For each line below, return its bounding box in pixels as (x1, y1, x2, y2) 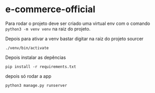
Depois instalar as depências (5, 54, 66, 60)
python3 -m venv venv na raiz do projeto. (5, 25, 91, 32)
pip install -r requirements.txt (5, 64, 76, 69)
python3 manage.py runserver (5, 83, 67, 88)
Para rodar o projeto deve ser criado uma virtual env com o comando (5, 20, 150, 26)
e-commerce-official (5, 4, 96, 15)
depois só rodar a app (5, 73, 52, 79)
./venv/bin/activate (5, 45, 49, 50)
